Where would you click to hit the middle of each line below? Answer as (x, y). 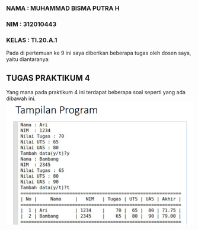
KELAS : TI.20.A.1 (32, 40)
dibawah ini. (21, 98)
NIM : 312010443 (31, 24)
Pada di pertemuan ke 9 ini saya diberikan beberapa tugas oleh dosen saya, (99, 53)
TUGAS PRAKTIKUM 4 (48, 78)
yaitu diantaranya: (28, 59)
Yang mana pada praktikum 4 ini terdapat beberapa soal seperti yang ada (96, 92)
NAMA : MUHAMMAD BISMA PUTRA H (63, 8)
